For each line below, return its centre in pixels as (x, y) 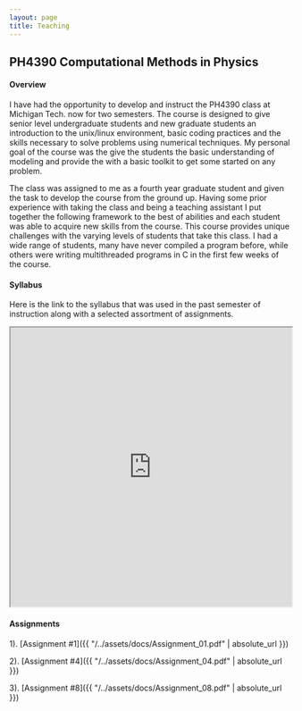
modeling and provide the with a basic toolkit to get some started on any (143, 162)
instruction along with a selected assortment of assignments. (122, 314)
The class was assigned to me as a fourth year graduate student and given (147, 188)
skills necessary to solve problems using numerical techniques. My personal (150, 143)
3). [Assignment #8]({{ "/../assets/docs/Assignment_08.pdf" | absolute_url (146, 688)
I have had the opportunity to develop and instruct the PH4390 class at (140, 105)
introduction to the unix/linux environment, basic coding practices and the (145, 133)
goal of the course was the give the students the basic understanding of (142, 152)
